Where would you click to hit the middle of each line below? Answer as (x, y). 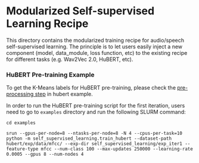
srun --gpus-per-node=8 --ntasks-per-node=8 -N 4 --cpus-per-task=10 (94, 133)
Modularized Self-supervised (80, 11)
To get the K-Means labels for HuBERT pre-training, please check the (91, 88)
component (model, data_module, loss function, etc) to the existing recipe (97, 53)
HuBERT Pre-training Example (50, 75)
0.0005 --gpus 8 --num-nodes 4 (45, 154)
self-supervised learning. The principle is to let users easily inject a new (94, 47)
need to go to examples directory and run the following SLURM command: (96, 112)
